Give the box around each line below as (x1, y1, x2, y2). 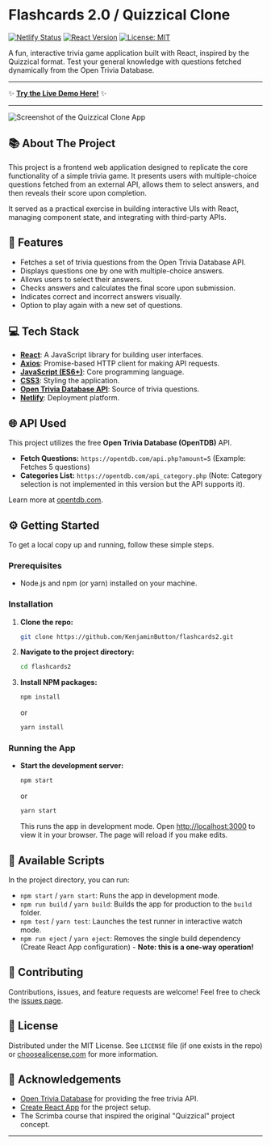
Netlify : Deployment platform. (19, 393, 119, 403)
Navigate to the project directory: (19, 647, 135, 657)
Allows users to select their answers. (19, 274, 143, 284)
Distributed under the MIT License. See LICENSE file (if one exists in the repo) (8, 1041, 263, 1050)
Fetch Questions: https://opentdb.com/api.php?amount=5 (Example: (19, 454, 246, 463)
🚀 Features (8, 236, 64, 250)
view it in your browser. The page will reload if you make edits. (19, 830, 228, 840)
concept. (19, 1120, 50, 1130)
